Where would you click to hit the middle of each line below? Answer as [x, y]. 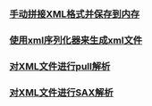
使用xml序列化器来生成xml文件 [76, 40]
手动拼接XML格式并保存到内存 [75, 13]
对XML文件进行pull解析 [60, 66]
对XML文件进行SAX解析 [61, 93]
